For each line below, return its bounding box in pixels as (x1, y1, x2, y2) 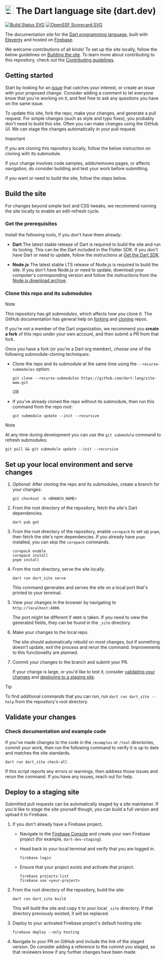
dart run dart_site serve (12, 575, 66, 581)
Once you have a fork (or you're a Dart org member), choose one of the (5, 346, 151, 352)
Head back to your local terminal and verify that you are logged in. (19, 846, 155, 852)
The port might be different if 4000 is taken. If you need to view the (12, 614, 148, 620)
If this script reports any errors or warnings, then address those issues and (5, 768, 158, 774)
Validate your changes (5, 713, 76, 722)
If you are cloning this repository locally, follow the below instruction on (5, 145, 151, 151)
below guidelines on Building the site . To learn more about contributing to (5, 51, 155, 57)
